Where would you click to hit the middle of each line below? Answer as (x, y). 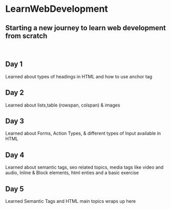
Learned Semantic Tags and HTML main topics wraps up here (71, 201)
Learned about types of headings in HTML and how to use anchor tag (79, 76)
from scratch (26, 36)
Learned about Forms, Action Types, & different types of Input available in (83, 133)
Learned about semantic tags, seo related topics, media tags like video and (84, 168)
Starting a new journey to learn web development (86, 28)
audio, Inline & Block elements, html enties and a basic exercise (72, 173)
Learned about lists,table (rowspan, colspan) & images (63, 105)
